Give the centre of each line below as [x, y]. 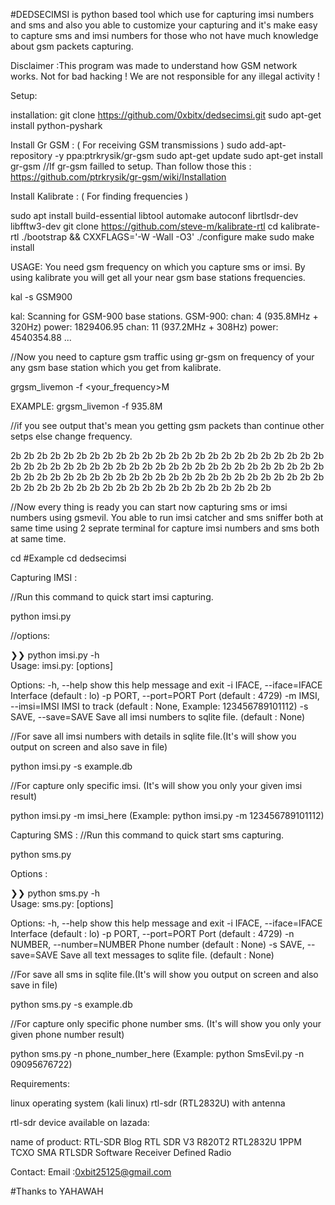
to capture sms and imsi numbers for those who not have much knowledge [164, 35]
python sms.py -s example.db [71, 1004]
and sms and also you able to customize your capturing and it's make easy [164, 25]
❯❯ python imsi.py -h [55, 655]
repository [31, 155]
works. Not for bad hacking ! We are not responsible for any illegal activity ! [165, 76]
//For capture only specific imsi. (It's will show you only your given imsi [156, 785]
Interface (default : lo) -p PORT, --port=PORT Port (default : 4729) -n [152, 933]
